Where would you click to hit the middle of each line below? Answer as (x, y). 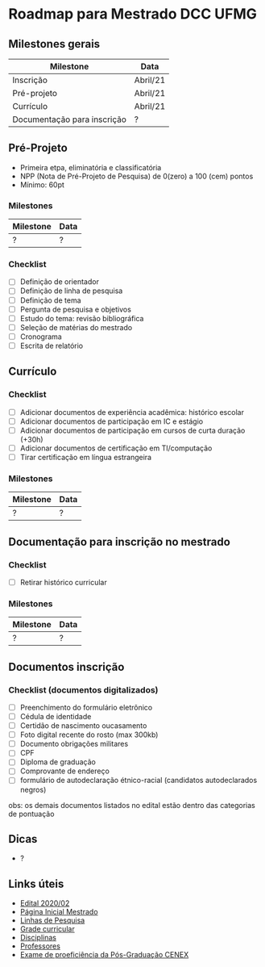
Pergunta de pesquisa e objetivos (75, 309)
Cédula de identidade (56, 716)
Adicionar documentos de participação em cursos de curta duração (132, 430)
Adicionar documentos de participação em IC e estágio (112, 421)
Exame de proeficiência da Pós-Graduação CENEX (104, 955)
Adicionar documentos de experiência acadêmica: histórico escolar (132, 412)
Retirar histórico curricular (63, 582)
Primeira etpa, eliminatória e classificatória (91, 167)
